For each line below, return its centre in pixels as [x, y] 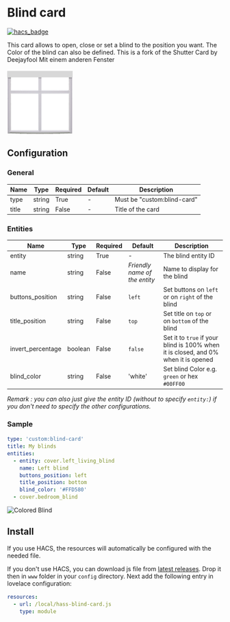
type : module [38, 611]
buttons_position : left [53, 475]
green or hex [181, 376]
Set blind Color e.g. [190, 369]
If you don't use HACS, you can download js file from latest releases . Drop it [114, 568]
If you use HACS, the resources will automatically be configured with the [109, 548]
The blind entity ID [189, 256]
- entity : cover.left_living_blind [64, 461]
